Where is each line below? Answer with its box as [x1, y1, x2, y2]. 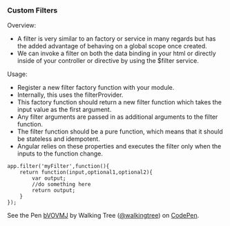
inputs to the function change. [17, 149, 104, 158]
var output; [32, 175, 67, 182]
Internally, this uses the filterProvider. [17, 91, 124, 99]
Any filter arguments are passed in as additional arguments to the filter [17, 113, 218, 121]
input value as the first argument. [17, 106, 112, 114]
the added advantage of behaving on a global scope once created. [17, 42, 207, 50]
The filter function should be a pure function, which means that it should [17, 127, 223, 136]
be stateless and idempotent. [17, 135, 100, 143]
